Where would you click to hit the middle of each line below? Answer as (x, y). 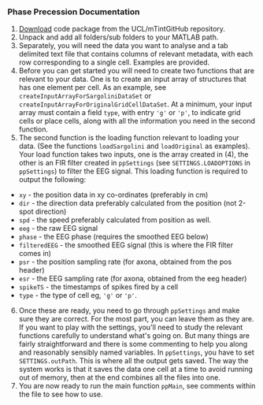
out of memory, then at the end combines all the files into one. (120, 377)
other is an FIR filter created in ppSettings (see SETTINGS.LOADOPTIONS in (135, 163)
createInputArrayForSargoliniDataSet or (85, 96)
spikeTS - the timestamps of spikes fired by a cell (98, 287)
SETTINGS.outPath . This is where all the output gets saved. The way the (133, 361)
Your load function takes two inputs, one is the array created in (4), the (133, 154)
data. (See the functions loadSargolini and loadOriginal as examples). (134, 146)
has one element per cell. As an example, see (93, 87)
